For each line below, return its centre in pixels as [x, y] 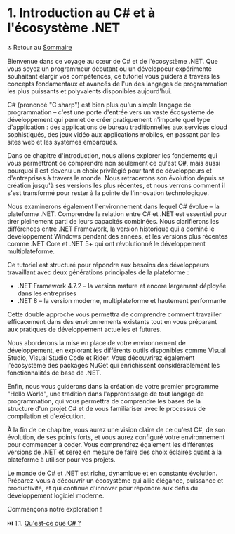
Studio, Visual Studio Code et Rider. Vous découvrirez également [101, 358]
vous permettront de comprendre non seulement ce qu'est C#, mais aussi [114, 163]
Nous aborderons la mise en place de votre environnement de [96, 342]
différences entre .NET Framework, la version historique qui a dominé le [111, 229]
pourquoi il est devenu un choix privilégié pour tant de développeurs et [110, 171]
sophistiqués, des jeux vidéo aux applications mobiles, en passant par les [113, 134]
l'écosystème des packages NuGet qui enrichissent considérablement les [114, 365]
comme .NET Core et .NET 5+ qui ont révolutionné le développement [106, 243]
